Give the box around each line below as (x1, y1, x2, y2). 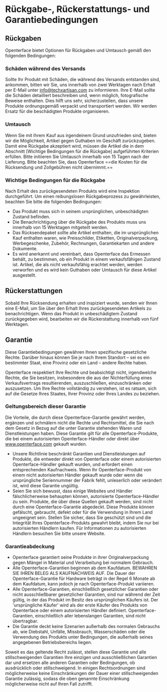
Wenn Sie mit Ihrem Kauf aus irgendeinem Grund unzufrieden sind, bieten (5, 132, 157, 138)
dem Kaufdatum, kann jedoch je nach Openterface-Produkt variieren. (12, 581, 155, 587)
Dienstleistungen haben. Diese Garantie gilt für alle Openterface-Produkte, (5, 430, 159, 436)
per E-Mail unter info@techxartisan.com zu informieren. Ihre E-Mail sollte (5, 87, 156, 93)
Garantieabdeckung (5, 543, 55, 550)
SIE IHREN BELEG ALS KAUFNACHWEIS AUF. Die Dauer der (12, 570, 136, 576)
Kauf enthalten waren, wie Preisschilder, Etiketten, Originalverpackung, (12, 235, 159, 241)
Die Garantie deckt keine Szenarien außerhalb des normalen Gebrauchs (12, 623, 161, 629)
